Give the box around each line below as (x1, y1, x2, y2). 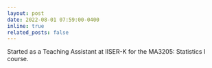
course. (7, 55, 29, 63)
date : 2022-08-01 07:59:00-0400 (7, 16, 99, 23)
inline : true (7, 22, 45, 29)
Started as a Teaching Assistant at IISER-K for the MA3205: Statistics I (7, 48, 206, 56)
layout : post (7, 10, 45, 17)
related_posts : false (7, 29, 69, 36)
